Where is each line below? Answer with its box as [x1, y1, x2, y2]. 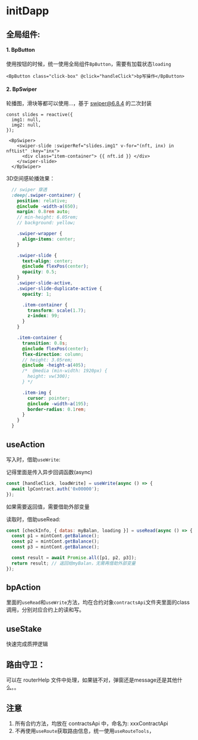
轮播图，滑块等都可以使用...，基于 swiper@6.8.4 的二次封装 [6, 99, 152, 106]
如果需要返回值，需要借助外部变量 [6, 503, 90, 510]
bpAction [6, 582, 41, 592]
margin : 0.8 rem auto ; [17, 209, 70, 215]
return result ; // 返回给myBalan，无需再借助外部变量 [11, 560, 136, 566]
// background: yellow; [17, 220, 76, 226]
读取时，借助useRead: [6, 516, 61, 523]
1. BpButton [6, 46, 35, 54]
